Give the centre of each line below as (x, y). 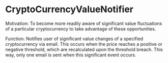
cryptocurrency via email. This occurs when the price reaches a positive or (84, 44)
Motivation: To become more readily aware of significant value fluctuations (84, 23)
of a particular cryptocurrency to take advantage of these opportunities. (81, 28)
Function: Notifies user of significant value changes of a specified (74, 39)
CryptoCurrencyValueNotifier (69, 9)
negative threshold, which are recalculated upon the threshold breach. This (84, 49)
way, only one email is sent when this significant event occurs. (71, 55)
